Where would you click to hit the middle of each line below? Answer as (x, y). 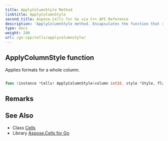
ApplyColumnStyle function (50, 58)
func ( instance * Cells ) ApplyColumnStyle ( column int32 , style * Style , (80, 83)
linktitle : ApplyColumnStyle (35, 14)
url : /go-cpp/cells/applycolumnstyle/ (45, 38)
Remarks (19, 98)
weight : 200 (17, 33)
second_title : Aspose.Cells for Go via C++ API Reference (67, 19)
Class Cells (24, 128)
